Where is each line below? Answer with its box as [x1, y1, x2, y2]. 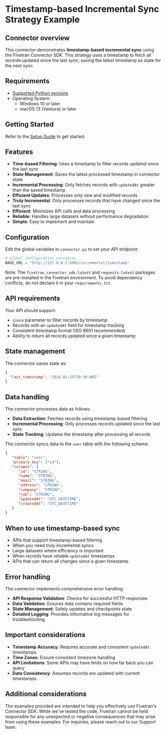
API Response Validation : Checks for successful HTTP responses [12, 595, 148, 601]
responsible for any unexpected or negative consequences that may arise [5, 713, 156, 719]
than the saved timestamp [12, 187, 66, 193]
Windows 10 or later [19, 101, 60, 106]
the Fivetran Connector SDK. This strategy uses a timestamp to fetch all [5, 52, 152, 58]
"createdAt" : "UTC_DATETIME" [18, 501, 79, 506]
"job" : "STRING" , [18, 492, 55, 497]
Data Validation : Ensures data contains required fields [12, 600, 123, 606]
